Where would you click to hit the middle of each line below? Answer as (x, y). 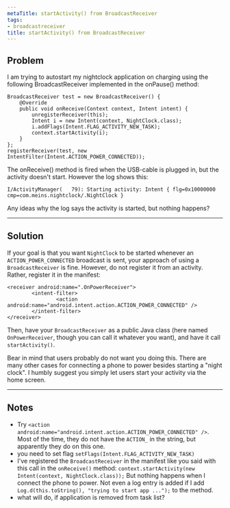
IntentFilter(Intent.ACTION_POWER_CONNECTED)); (76, 157)
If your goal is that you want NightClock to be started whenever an (100, 253)
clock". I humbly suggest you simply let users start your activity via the (107, 372)
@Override (34, 103)
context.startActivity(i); (70, 133)
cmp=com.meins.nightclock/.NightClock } (66, 196)
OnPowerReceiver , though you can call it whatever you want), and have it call (114, 337)
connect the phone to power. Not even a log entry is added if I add (111, 483)
